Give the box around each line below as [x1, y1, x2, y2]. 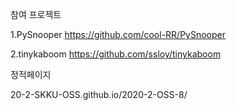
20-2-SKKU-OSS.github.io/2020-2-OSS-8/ [10, 89, 188, 100]
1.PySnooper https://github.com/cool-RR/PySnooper [10, 29, 227, 40]
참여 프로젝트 [10, 9, 62, 20]
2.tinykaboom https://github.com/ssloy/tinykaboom [10, 48, 222, 60]
